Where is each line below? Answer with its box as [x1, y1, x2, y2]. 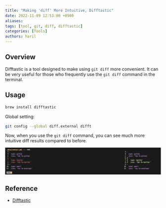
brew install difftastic [5, 104, 56, 110]
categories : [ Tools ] [5, 29, 48, 34]
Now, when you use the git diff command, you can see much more [5, 132, 145, 138]
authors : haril [5, 34, 37, 39]
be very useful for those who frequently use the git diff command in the [5, 71, 156, 77]
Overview [5, 53, 36, 61]
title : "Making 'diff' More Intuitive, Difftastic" [5, 8, 114, 13]
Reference [5, 184, 38, 193]
